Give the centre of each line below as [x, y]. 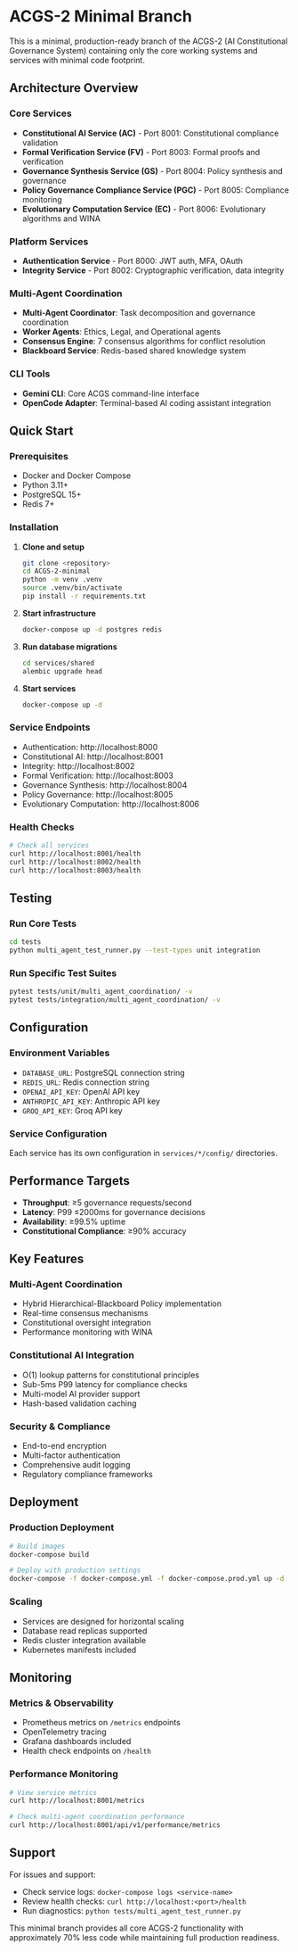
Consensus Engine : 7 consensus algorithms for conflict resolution [144, 342]
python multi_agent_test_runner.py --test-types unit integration [135, 951]
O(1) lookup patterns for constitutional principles [111, 1375]
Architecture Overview [74, 88]
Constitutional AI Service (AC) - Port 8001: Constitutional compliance [150, 133]
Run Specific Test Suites [63, 972]
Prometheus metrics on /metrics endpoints [101, 1723]
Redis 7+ [38, 504]
